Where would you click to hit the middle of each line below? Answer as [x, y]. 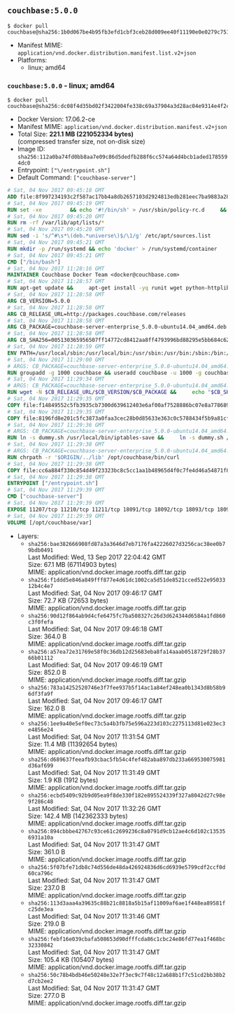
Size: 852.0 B [47, 672]
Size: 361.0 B [47, 851]
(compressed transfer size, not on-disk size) [81, 142]
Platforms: [32, 60]
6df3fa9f [41, 694]
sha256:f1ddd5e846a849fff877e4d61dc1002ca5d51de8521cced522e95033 [127, 580]
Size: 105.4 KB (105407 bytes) [71, 959]
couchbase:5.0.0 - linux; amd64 [61, 85]
